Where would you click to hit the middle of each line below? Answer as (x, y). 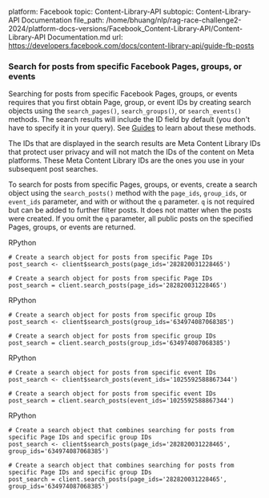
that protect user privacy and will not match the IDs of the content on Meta (131, 152)
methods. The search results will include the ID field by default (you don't (129, 119)
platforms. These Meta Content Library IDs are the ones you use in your (126, 160)
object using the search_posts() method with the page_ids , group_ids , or (128, 193)
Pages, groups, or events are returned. (72, 227)
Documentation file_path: (63, 20)
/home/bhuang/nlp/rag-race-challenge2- (174, 20)
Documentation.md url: (85, 37)
